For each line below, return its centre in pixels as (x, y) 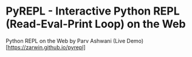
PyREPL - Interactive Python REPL (93, 11)
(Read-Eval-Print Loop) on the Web (96, 24)
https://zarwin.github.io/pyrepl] (46, 47)
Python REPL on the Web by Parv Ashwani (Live (66, 41)
